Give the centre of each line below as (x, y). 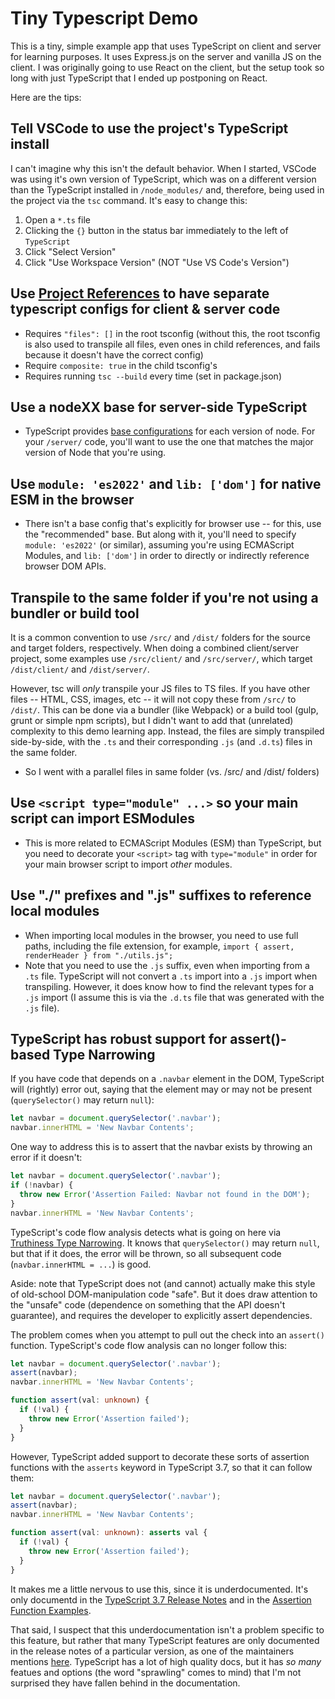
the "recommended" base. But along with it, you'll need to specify (160, 534)
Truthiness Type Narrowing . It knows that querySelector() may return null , (165, 1243)
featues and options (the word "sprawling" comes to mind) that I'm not (156, 1672)
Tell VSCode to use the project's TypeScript (149, 128)
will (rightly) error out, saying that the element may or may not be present (161, 1089)
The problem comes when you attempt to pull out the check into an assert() (167, 1334)
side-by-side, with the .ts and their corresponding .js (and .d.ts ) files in (161, 741)
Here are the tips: (46, 97)
